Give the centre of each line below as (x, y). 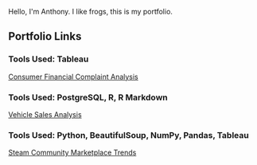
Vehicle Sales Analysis (45, 114)
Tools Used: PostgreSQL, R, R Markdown (88, 97)
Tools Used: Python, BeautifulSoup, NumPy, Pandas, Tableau (128, 135)
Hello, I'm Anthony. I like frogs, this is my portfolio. (91, 12)
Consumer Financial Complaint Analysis (74, 77)
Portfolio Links (45, 36)
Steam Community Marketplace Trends (72, 153)
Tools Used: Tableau (49, 59)
